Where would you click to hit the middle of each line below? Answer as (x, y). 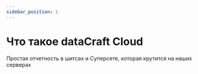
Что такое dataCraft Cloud (75, 41)
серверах (19, 64)
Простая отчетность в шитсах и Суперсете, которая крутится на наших (99, 58)
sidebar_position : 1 (32, 12)
